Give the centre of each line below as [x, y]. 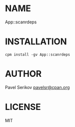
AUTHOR [23, 74]
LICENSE [23, 107]
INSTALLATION [36, 42]
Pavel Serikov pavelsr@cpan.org [37, 87]
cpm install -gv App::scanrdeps [37, 54]
